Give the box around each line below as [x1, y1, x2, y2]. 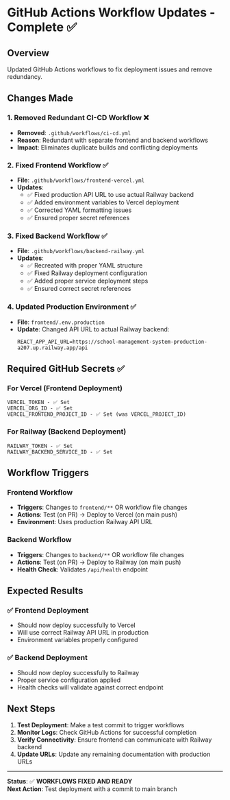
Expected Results [7, 585, 84, 596]
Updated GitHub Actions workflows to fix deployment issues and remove [7, 65, 212, 73]
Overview [7, 47, 50, 59]
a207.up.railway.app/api [16, 344, 88, 351]
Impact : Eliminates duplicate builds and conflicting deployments [16, 143, 199, 152]
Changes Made [7, 93, 73, 104]
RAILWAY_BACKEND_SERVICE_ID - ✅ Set [7, 448, 113, 456]
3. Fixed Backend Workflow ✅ [7, 231, 108, 241]
